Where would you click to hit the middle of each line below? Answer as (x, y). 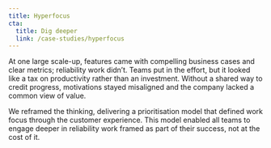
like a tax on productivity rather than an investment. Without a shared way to (135, 78)
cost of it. (24, 137)
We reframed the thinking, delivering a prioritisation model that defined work (136, 112)
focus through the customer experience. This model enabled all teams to (129, 120)
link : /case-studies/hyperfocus (70, 38)
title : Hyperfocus (39, 16)
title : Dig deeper (47, 31)
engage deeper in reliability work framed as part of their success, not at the (134, 129)
